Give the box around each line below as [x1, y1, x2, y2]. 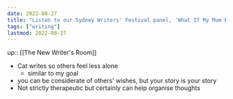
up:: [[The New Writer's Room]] [7, 48, 97, 57]
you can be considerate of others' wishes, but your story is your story [17, 77, 217, 85]
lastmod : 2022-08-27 [7, 29, 67, 37]
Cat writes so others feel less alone [17, 62, 119, 70]
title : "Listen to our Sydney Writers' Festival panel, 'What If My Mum [7, 17, 222, 24]
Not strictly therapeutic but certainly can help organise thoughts [17, 84, 201, 92]
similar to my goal [27, 69, 78, 78]
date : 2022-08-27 [7, 10, 58, 17]
